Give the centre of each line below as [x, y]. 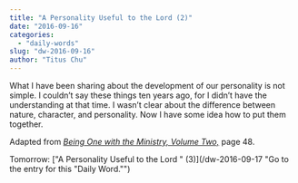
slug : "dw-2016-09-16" [52, 52]
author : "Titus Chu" [49, 60]
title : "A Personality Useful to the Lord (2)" [101, 18]
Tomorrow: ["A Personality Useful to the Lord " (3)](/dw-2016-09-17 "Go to [149, 159]
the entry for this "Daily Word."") [70, 169]
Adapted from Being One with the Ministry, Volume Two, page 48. [132, 142]
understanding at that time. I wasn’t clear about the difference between [142, 105]
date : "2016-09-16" [46, 26]
